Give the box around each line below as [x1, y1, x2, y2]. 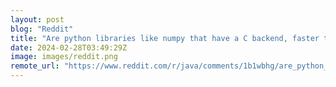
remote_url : [10, 61, 60, 71]
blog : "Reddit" [10, 24, 74, 34]
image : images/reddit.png [10, 52, 118, 62]
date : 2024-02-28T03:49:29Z [10, 42, 128, 53]
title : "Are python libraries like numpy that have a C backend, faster [10, 33, 320, 43]
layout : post [10, 14, 65, 25]
